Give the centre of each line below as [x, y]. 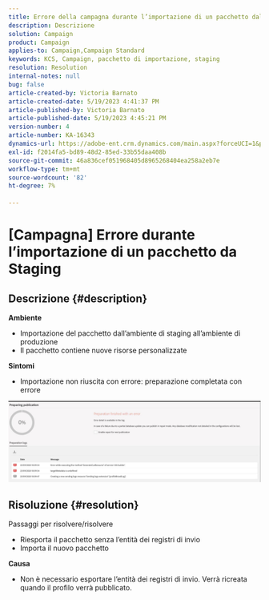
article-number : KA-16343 [51, 135]
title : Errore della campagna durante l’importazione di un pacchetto [128, 17]
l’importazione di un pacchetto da [123, 252]
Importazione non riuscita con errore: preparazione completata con [131, 381]
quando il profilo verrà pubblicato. [76, 588]
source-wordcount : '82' [48, 177]
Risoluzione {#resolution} [74, 505]
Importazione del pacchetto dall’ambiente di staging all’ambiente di [130, 333]
